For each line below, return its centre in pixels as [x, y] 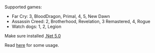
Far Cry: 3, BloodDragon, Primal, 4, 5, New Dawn [61, 16]
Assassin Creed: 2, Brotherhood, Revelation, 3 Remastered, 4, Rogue [81, 21]
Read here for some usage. [32, 45]
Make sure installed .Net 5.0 [33, 36]
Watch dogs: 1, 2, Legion [36, 26]
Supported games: [23, 7]
